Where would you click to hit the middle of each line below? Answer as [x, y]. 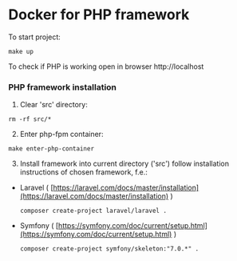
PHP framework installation [63, 87]
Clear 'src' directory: [53, 105]
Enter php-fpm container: [61, 135]
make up [21, 51]
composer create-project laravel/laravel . [93, 211]
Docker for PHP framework [99, 15]
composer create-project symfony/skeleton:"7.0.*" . [109, 249]
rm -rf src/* [30, 119]
